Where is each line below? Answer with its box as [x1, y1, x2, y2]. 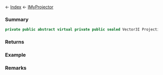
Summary [5, 16, 29, 23]
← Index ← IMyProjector [5, 4, 54, 10]
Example [5, 52, 26, 59]
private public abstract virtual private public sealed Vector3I [5, 27, 140, 32]
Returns [5, 39, 24, 45]
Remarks [5, 64, 27, 71]
